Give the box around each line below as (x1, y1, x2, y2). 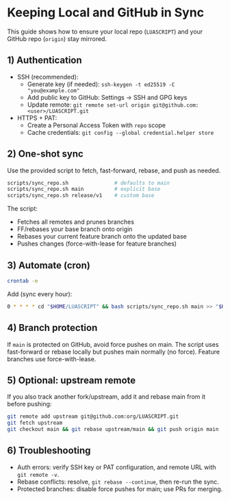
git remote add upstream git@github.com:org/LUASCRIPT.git (7, 413, 179, 420)
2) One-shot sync (7, 148, 84, 160)
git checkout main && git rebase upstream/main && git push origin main (7, 426, 219, 433)
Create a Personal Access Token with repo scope (27, 121, 166, 129)
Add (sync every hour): (7, 289, 73, 298)
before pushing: (7, 400, 52, 408)
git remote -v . (16, 470, 60, 478)
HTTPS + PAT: (16, 114, 57, 122)
